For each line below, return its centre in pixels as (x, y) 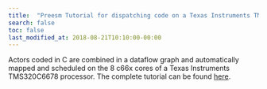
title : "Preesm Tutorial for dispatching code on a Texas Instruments (129, 15)
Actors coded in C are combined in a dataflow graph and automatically (124, 60)
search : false (32, 23)
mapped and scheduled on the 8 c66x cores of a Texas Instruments (119, 69)
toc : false (26, 30)
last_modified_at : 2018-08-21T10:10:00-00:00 (85, 37)
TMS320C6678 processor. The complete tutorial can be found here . (120, 76)
